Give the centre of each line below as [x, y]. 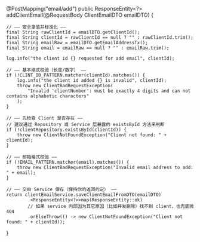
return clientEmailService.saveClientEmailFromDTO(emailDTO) [84, 195]
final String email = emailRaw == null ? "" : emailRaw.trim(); [88, 48]
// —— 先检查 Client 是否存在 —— [44, 118]
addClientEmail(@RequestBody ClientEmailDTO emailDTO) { [80, 15]
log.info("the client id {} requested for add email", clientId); [90, 59]
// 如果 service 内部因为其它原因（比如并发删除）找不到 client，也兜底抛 [111, 206]
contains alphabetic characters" [48, 96]
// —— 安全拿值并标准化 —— [36, 27]
